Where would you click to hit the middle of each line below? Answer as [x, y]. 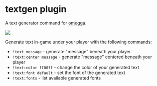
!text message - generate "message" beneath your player [72, 51]
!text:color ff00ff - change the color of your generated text [76, 67]
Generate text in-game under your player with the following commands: [78, 42]
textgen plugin [36, 9]
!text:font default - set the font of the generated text [69, 73]
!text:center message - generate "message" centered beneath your [82, 57]
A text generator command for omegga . [46, 23]
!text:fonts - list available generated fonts [57, 78]
